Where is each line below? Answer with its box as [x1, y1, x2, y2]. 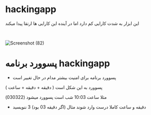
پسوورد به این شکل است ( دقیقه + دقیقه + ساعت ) [5, 84, 103, 90]
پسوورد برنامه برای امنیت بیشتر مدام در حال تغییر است [12, 74, 117, 81]
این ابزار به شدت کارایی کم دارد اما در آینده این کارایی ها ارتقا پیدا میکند [5, 20, 139, 26]
